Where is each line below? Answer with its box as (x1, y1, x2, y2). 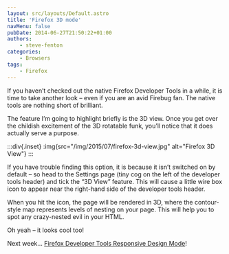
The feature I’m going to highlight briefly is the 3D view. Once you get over (7, 114, 218, 122)
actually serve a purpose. (7, 128, 79, 137)
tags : (7, 61, 23, 68)
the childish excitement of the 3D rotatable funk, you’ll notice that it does (7, 122, 213, 130)
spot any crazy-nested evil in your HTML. (7, 212, 124, 220)
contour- (194, 198, 219, 206)
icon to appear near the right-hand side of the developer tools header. (7, 185, 206, 193)
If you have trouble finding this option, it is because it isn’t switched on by (7, 163, 216, 171)
